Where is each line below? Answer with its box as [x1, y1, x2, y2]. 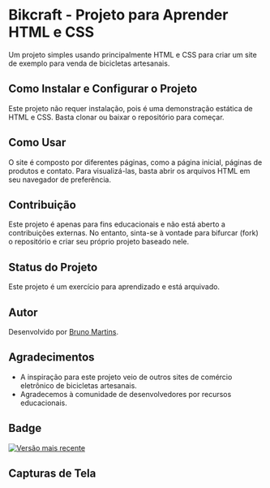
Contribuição [8, 197, 77, 212]
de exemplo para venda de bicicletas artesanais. [8, 58, 170, 68]
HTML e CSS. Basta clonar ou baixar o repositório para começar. [8, 112, 225, 122]
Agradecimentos [8, 351, 95, 365]
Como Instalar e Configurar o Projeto [8, 82, 198, 96]
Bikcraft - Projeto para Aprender [8, 6, 229, 24]
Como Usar [8, 136, 66, 149]
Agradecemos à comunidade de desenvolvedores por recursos [19, 389, 232, 399]
